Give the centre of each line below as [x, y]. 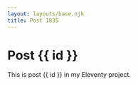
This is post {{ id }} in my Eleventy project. [69, 75]
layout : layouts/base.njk [46, 14]
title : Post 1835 [33, 20]
